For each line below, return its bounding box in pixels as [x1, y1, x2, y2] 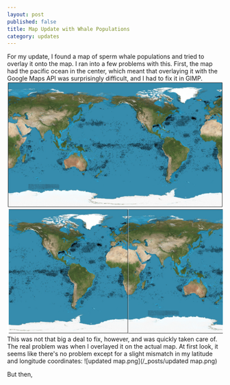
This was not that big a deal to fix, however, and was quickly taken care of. [7, 335, 218, 343]
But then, [7, 370, 33, 378]
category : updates [7, 33, 60, 40]
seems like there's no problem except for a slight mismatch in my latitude [7, 349, 214, 358]
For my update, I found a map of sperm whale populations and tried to [7, 52, 205, 61]
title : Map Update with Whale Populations [7, 25, 130, 32]
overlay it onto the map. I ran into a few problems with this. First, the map [7, 60, 214, 68]
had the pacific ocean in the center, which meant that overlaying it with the [7, 67, 218, 75]
